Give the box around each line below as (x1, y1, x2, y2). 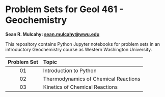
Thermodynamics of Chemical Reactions (43, 75, 141, 82)
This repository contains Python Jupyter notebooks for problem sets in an (5, 41, 160, 47)
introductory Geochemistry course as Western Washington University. (5, 46, 152, 52)
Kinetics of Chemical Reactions (43, 83, 118, 90)
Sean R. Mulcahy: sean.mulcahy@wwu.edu (5, 31, 100, 37)
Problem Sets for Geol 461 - (5, 4, 124, 15)
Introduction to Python (43, 67, 97, 74)
